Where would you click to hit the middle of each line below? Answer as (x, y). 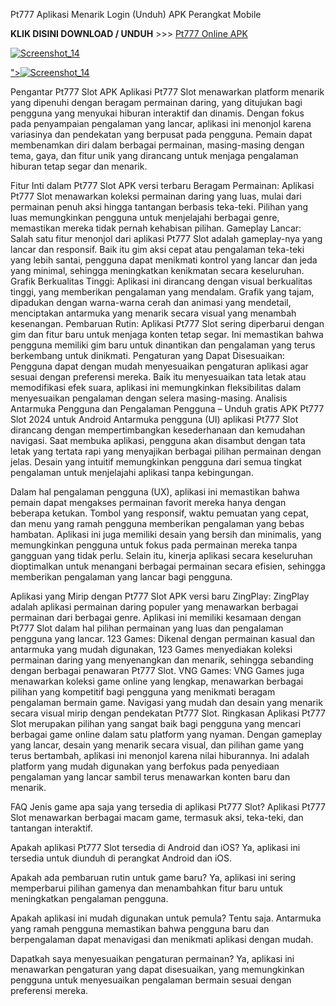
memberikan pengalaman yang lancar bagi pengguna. (121, 577)
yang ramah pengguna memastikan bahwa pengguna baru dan (140, 928)
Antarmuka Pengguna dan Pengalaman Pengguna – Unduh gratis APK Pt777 (167, 408)
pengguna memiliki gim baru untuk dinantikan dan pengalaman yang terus (163, 345)
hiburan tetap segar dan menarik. (79, 166)
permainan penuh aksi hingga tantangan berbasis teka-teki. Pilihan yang (159, 207)
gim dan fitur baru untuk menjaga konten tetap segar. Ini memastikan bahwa (167, 334)
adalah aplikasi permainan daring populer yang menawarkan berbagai (154, 607)
